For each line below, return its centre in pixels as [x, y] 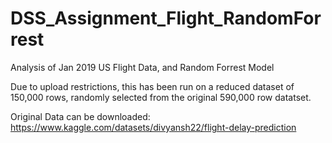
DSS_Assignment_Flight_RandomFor [166, 18]
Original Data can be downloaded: [80, 116]
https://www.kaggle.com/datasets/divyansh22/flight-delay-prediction [153, 127]
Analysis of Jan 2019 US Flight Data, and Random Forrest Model [142, 67]
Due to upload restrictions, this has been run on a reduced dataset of [152, 86]
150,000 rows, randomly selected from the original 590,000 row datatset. [161, 97]
